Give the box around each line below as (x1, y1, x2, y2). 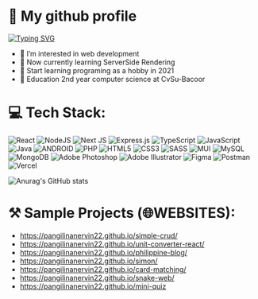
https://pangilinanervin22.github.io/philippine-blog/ (19, 247, 188, 257)
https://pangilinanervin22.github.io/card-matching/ (19, 264, 187, 274)
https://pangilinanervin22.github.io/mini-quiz (19, 282, 167, 291)
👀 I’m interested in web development (19, 49, 140, 58)
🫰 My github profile (8, 7, 137, 25)
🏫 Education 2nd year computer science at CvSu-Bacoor (19, 74, 206, 83)
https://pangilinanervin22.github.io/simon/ (19, 256, 158, 266)
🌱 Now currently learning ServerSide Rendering (19, 57, 175, 67)
